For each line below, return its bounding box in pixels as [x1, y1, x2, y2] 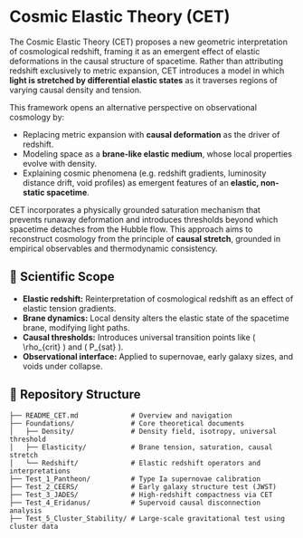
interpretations [9, 466, 71, 476]
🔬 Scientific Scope [9, 269, 115, 284]
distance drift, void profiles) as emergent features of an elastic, [22, 177, 260, 187]
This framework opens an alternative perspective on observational [9, 101, 258, 112]
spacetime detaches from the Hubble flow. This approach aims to [9, 224, 253, 235]
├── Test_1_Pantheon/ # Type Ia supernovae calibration [9, 474, 260, 484]
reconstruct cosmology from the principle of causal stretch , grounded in [9, 233, 281, 244]
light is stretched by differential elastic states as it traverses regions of [9, 74, 278, 85]
